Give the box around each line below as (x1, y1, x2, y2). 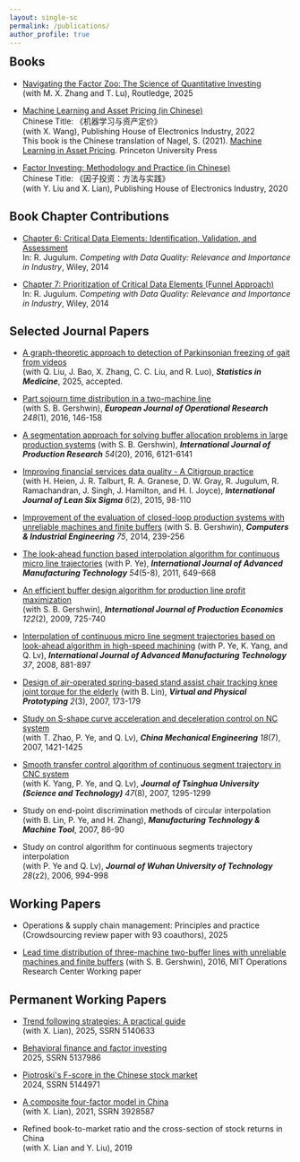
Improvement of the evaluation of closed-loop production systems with (21, 512, 285, 523)
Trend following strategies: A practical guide (21, 1016, 186, 1027)
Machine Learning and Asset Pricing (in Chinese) (21, 105, 203, 116)
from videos (21, 357, 67, 368)
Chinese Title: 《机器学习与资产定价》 (21, 116, 163, 126)
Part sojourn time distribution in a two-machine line (21, 394, 212, 404)
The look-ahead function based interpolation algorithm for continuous (21, 549, 280, 559)
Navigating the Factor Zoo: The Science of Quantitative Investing (21, 78, 261, 89)
